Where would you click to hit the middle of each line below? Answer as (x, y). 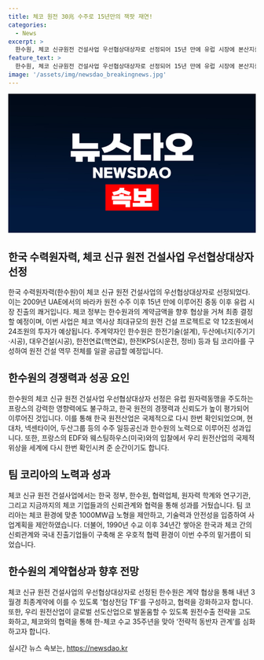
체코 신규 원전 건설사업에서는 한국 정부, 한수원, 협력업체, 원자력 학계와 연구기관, (130, 495)
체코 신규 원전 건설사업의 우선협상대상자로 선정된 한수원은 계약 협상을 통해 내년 (129, 592)
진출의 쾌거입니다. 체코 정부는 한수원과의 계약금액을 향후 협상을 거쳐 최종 (127, 312)
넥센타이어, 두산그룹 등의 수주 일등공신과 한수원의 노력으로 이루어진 (127, 427)
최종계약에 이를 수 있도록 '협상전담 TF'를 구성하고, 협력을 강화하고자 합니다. (138, 602)
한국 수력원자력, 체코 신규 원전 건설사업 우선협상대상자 (131, 257)
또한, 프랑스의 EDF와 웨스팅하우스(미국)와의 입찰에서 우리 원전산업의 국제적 (140, 438)
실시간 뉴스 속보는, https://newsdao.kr (68, 647)
